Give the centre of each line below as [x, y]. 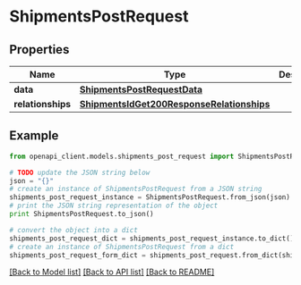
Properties [39, 50]
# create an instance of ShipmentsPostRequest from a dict [122, 247]
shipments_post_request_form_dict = [77, 255]
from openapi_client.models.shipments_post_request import [122, 156]
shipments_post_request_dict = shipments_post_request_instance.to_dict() [152, 239]
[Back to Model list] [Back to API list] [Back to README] [112, 272]
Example [34, 136]
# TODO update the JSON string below [80, 172]
